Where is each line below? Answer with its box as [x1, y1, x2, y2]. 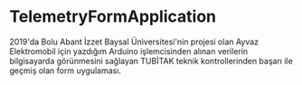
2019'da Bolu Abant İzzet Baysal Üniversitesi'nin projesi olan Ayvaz [9, 36, 260, 47]
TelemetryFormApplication [9, 6, 217, 27]
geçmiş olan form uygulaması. [9, 65, 122, 76]
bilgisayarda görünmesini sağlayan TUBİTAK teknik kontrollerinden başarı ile [9, 55, 294, 66]
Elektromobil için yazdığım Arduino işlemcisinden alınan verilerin [9, 45, 249, 56]
